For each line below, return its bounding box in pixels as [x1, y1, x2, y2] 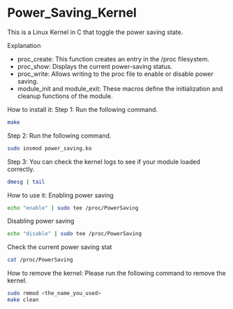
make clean [7, 296, 39, 303]
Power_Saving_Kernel [7, 5, 137, 21]
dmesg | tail [7, 178, 45, 185]
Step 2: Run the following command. [7, 131, 112, 140]
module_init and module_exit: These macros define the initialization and [17, 84, 223, 93]
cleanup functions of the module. [17, 92, 113, 100]
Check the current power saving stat [7, 243, 112, 251]
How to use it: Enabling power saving [7, 191, 114, 199]
